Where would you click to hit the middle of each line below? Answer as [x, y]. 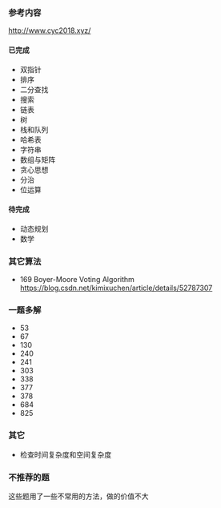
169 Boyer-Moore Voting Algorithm [77, 279]
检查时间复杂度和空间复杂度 [66, 454]
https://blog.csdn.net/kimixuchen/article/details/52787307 [116, 288]
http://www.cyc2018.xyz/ [50, 30]
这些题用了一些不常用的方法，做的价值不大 [78, 496]
